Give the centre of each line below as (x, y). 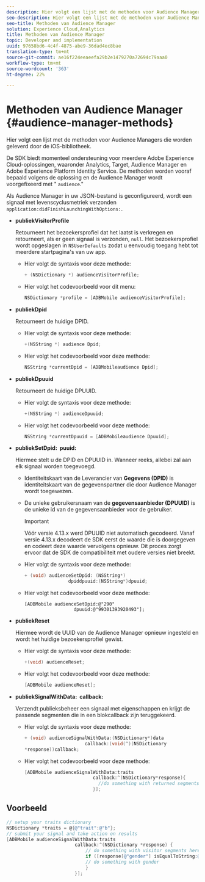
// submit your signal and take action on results (72, 834)
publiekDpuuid (34, 378)
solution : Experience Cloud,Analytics (56, 29)
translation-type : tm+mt (38, 52)
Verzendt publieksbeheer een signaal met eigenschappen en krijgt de (103, 708)
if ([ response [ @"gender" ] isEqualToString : (142, 856)
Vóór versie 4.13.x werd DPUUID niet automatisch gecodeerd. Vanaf (109, 533)
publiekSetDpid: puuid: (46, 448)
